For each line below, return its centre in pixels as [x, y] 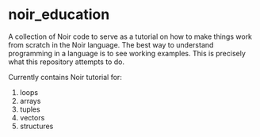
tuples [30, 109]
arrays [30, 101]
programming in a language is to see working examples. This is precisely [127, 53]
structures [36, 126]
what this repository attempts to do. [67, 62]
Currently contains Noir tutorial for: [65, 77]
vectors [32, 117]
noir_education [59, 15]
